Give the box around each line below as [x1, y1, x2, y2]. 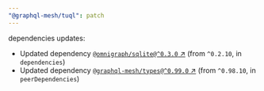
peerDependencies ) [19, 74, 80, 83]
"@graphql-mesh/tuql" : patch [8, 11, 105, 20]
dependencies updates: [8, 33, 86, 43]
